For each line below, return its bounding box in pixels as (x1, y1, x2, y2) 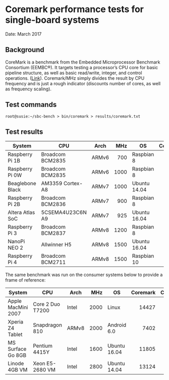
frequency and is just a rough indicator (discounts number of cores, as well (5, 80, 161, 86)
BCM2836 (41, 201, 66, 208)
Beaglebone (8, 180, 37, 187)
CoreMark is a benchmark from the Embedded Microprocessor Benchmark (5, 59, 160, 65)
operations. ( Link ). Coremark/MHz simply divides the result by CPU (5, 75, 145, 81)
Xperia (8, 318, 24, 325)
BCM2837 (41, 230, 66, 237)
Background (5, 45, 44, 54)
